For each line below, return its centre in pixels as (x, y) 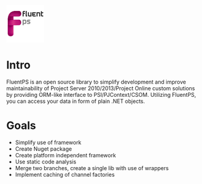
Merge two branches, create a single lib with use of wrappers (92, 168)
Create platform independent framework (66, 155)
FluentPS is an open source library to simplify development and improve (96, 82)
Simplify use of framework (48, 142)
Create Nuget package (43, 149)
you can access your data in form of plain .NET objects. (76, 101)
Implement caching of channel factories (65, 174)
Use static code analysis (46, 162)
